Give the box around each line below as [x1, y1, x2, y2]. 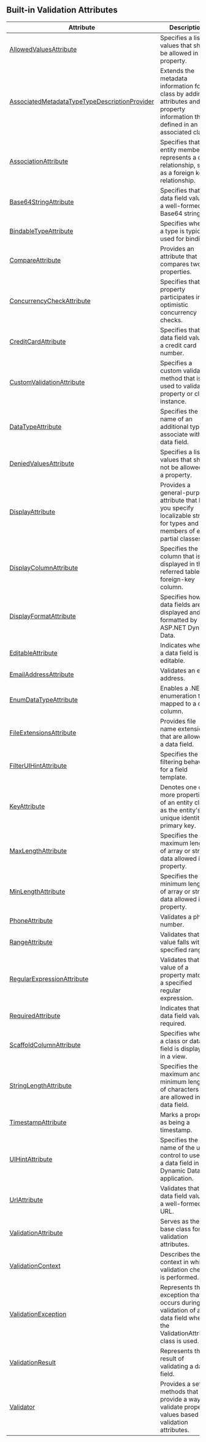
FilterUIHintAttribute [9, 761, 67, 769]
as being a [160, 1118, 190, 1127]
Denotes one [160, 782, 197, 791]
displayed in [160, 560, 195, 568]
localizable [160, 511, 191, 520]
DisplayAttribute [9, 507, 56, 516]
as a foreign [160, 168, 194, 177]
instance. [160, 397, 187, 406]
